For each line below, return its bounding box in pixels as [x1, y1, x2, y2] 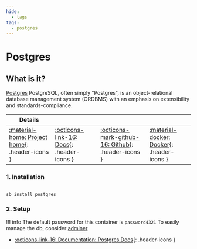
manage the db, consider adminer [6, 224, 88, 231]
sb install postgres [6, 191, 57, 197]
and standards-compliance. [6, 102, 73, 109]
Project [27, 133, 48, 141]
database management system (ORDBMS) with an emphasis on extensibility [6, 95, 189, 103]
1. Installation [6, 173, 45, 181]
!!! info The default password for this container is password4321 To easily [6, 218, 179, 225]
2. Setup [6, 205, 31, 213]
